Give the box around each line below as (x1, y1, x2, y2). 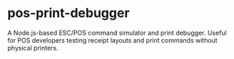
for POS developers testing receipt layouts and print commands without (7, 36, 218, 44)
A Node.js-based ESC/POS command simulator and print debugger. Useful (7, 28, 227, 37)
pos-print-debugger (7, 5, 130, 21)
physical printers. (7, 43, 58, 52)
